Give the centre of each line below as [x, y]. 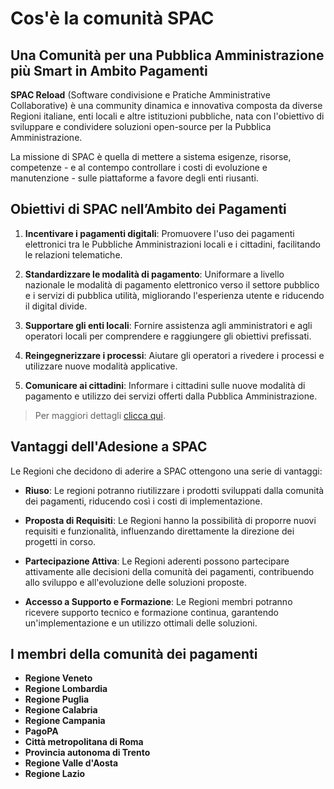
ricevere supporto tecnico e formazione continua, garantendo [151, 612]
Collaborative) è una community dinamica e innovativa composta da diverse [166, 105]
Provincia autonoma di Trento [87, 753]
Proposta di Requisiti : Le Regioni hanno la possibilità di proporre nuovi [170, 520]
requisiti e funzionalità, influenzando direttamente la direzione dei [159, 531]
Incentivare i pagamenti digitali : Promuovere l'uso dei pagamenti [159, 233]
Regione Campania [65, 721]
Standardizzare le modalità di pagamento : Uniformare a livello [154, 274]
